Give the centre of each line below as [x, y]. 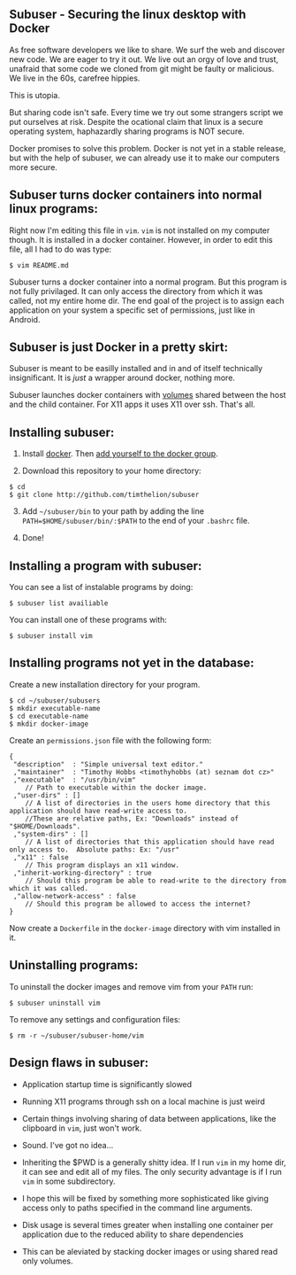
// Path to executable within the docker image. [116, 788]
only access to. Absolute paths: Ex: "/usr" [94, 850]
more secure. [33, 167]
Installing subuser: [62, 432]
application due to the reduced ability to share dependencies [133, 1234]
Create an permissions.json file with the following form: [110, 740]
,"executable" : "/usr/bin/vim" [75, 780]
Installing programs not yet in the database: [132, 663]
